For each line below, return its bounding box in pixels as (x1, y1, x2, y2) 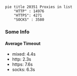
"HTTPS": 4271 (14, 13, 42, 18)
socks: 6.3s (12, 67, 35, 73)
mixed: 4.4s (12, 51, 36, 57)
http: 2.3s (12, 56, 31, 62)
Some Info (5, 28, 30, 35)
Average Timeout (5, 40, 41, 46)
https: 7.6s (12, 61, 33, 67)
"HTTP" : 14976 (14, 9, 45, 14)
